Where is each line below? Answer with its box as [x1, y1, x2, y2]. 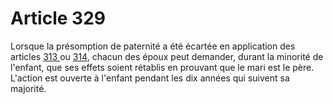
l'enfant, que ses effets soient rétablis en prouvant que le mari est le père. [10, 61, 315, 73]
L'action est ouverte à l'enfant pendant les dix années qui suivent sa [10, 72, 290, 84]
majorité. [10, 82, 47, 94]
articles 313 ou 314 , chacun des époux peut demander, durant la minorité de [10, 50, 324, 62]
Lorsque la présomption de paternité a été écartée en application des [10, 40, 296, 52]
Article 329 [10, 7, 106, 30]
